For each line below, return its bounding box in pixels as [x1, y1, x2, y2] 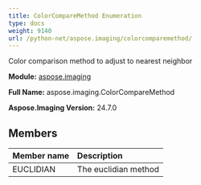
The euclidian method [76, 164, 159, 175]
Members [8, 126, 58, 140]
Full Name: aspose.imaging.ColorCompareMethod [8, 88, 175, 97]
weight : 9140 [8, 27, 52, 35]
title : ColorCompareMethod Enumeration [8, 11, 142, 20]
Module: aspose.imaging [8, 72, 92, 81]
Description [76, 150, 123, 162]
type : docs [8, 19, 45, 27]
